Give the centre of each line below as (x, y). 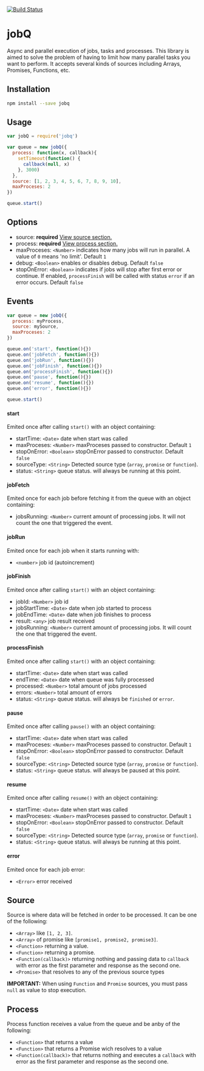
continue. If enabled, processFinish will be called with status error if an (105, 276)
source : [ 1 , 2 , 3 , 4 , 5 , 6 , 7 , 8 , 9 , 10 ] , (67, 181)
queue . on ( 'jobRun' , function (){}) (51, 360)
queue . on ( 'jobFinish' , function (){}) (55, 366)
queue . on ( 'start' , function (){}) (49, 349)
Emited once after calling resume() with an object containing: (83, 798)
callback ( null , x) (46, 164)
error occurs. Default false (49, 282)
